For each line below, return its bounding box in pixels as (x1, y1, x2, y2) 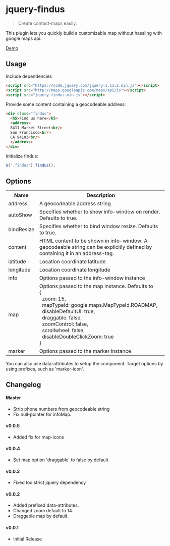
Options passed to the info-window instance (39, 275, 145, 282)
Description (86, 192, 116, 199)
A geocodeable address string (39, 200, 111, 207)
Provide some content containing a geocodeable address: (6, 101, 126, 107)
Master (6, 395, 22, 401)
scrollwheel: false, (42, 327, 85, 334)
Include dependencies (6, 73, 52, 79)
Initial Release (13, 536, 42, 542)
